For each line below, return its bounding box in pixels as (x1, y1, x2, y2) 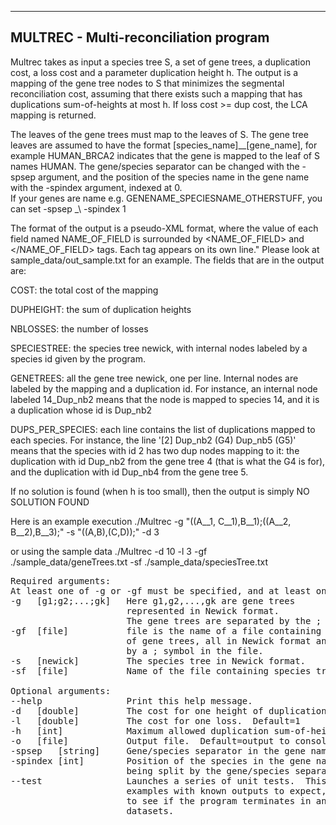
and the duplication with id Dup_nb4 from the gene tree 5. (10, 466, 249, 478)
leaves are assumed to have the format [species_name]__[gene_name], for (10, 139, 318, 151)
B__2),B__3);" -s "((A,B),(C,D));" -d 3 (10, 526, 160, 538)
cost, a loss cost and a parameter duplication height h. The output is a (10, 66, 299, 78)
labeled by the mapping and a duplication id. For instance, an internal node (10, 382, 318, 395)
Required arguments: (10, 575, 112, 586)
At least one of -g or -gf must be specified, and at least (10, 585, 312, 596)
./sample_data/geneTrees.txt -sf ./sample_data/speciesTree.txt (10, 556, 269, 568)
